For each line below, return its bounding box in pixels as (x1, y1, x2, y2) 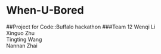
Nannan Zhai (6, 42, 38, 49)
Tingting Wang (6, 36, 42, 43)
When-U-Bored (6, 4, 85, 17)
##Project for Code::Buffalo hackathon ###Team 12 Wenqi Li (6, 23, 156, 30)
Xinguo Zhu (6, 29, 35, 36)
